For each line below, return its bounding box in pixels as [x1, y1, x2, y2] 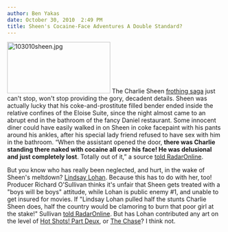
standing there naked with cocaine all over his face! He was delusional [7, 146, 212, 154]
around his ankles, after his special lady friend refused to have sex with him [7, 131, 221, 139]
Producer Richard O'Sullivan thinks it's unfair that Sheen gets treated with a [7, 181, 220, 189]
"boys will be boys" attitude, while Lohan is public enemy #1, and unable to [7, 188, 219, 196]
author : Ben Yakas [7, 10, 60, 17]
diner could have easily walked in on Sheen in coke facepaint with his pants [7, 124, 221, 132]
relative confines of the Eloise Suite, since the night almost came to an [7, 109, 206, 117]
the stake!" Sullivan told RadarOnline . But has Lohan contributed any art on [7, 210, 218, 218]
